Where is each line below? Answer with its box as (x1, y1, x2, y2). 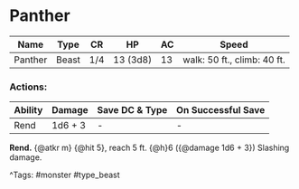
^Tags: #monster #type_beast (9, 169, 120, 181)
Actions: (9, 80, 48, 93)
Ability (14, 104, 43, 117)
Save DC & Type (97, 104, 168, 117)
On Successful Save (175, 104, 266, 117)
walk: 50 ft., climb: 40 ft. (182, 53, 286, 66)
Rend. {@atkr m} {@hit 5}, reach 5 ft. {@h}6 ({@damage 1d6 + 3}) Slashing (9, 142, 290, 154)
